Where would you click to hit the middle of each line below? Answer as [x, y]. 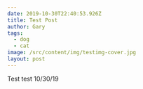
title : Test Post [33, 20]
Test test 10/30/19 [33, 79]
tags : [15, 33]
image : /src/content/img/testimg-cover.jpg [72, 53]
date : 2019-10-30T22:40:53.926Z [54, 14]
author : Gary [26, 26]
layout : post [26, 59]
